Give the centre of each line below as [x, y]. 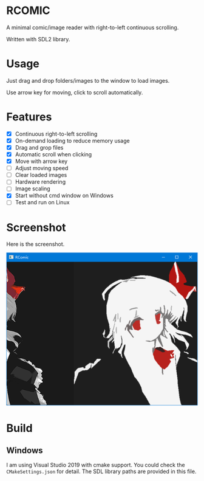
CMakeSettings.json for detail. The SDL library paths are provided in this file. [101, 471]
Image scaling [32, 189]
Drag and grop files [39, 147]
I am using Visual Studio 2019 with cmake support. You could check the [96, 465]
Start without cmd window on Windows [64, 196]
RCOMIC [28, 11]
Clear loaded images [41, 175]
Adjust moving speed [42, 168]
